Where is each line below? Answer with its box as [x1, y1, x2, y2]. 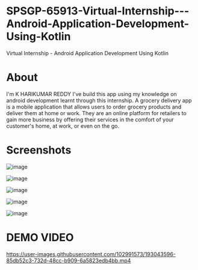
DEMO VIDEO [6, 231, 74, 244]
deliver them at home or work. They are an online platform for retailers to [6, 109, 187, 116]
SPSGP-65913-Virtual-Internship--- [6, 4, 190, 18]
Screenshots [6, 143, 72, 157]
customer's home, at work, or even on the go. [6, 122, 119, 130]
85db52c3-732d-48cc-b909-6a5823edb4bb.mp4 [6, 257, 131, 264]
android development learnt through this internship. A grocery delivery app [6, 97, 192, 104]
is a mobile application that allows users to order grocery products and [6, 103, 182, 110]
